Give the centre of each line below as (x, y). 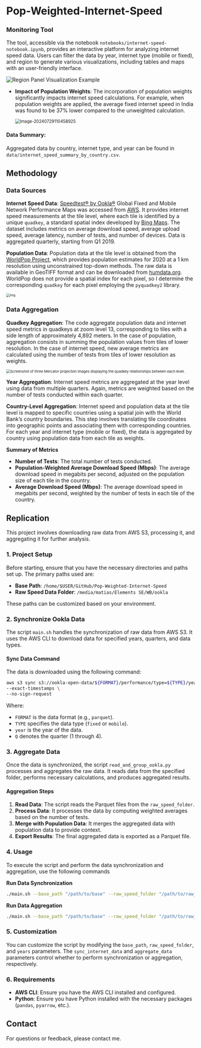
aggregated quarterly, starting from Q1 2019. (61, 241)
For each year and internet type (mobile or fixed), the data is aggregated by (99, 431)
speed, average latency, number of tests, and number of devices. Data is (96, 235)
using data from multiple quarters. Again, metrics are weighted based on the (100, 388)
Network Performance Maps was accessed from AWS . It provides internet (98, 210)
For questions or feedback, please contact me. (64, 1038)
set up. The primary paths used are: (50, 574)
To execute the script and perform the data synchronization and (85, 865)
